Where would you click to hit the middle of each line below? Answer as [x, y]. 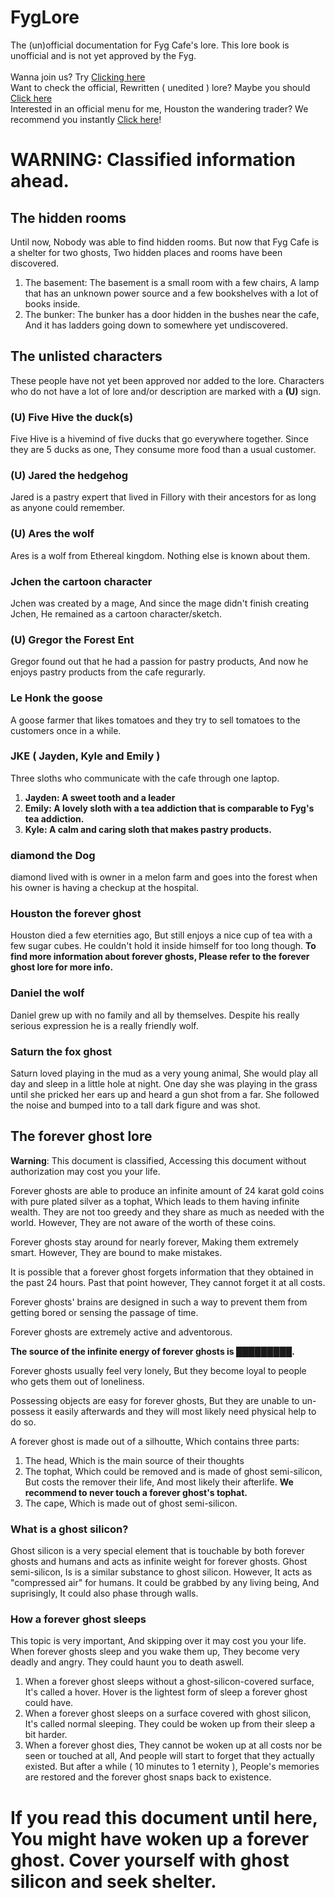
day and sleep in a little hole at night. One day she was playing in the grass [164, 1084]
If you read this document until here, [164, 1817]
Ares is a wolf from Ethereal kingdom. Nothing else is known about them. [160, 555]
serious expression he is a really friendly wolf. [104, 1025]
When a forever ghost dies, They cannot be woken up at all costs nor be [173, 1745]
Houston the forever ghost [76, 914]
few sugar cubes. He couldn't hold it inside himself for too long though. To [163, 946]
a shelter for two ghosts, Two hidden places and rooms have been [146, 252]
